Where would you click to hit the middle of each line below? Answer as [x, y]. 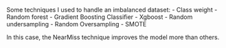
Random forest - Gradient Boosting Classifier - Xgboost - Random [100, 17]
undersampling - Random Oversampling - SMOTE [77, 24]
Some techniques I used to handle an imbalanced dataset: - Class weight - [112, 10]
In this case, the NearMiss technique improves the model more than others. [113, 37]
